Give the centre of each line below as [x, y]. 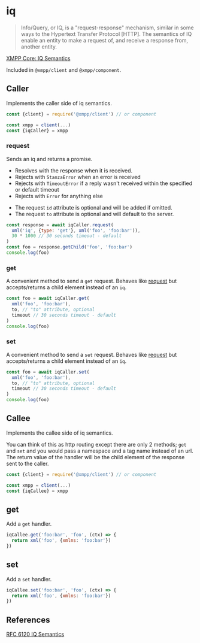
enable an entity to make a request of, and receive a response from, [104, 40]
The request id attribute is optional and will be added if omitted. [93, 207]
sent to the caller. [28, 463]
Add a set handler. [29, 579]
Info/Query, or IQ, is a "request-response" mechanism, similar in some [107, 28]
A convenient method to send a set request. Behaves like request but [92, 354]
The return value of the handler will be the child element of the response [96, 457]
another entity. [39, 47]
